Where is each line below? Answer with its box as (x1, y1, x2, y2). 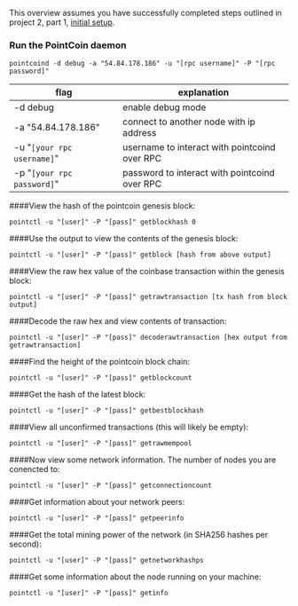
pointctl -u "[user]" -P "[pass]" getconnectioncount (9, 481, 213, 491)
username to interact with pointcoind (122, 141, 277, 153)
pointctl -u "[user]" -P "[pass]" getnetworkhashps (9, 556, 204, 565)
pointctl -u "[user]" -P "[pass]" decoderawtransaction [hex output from (9, 333, 288, 342)
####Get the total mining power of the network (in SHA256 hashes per (9, 530, 269, 540)
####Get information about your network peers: (9, 497, 185, 508)
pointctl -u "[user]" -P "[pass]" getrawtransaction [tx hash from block (9, 293, 288, 302)
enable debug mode (122, 101, 207, 114)
